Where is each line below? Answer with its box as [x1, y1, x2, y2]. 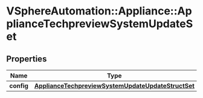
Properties [6, 54, 47, 64]
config [9, 82, 29, 90]
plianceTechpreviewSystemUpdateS [6, 17, 193, 31]
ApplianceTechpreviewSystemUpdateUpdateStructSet [34, 82, 195, 90]
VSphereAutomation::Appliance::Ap [6, 4, 192, 18]
